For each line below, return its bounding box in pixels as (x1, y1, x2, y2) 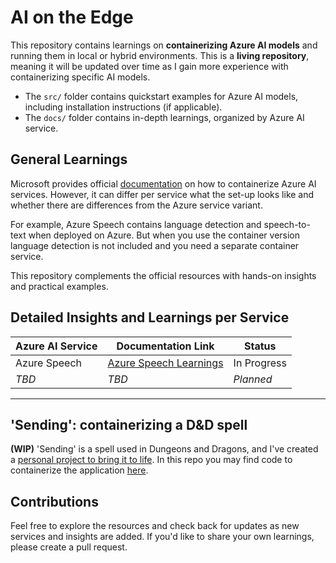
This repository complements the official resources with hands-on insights (10, 269, 317, 281)
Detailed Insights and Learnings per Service (10, 309, 290, 326)
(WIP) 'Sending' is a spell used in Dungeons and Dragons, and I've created (10, 443, 319, 455)
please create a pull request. (10, 541, 128, 553)
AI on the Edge (10, 6, 134, 29)
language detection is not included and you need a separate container (10, 239, 300, 251)
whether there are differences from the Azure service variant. (10, 199, 263, 211)
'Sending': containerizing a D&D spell (10, 416, 248, 433)
